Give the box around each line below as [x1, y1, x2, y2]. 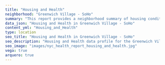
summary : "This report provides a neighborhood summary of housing [5, 16, 146, 21]
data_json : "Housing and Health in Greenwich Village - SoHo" [5, 21, 135, 26]
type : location [5, 30, 36, 35]
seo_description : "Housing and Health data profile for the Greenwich [5, 39, 153, 44]
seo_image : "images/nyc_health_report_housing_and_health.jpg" [5, 43, 137, 48]
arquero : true [5, 52, 34, 58]
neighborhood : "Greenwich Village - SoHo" [5, 12, 93, 17]
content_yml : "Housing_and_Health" [5, 25, 78, 30]
